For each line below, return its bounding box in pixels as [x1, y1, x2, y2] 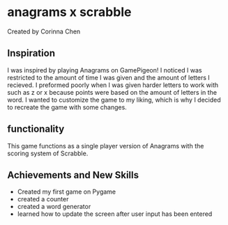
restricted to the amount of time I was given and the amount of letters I [7, 73, 211, 82]
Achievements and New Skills [7, 169, 139, 181]
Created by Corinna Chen [7, 27, 81, 36]
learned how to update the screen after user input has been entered [17, 210, 213, 218]
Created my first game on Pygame [17, 187, 116, 196]
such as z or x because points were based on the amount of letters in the [7, 88, 218, 96]
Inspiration [7, 47, 56, 59]
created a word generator [17, 203, 91, 211]
